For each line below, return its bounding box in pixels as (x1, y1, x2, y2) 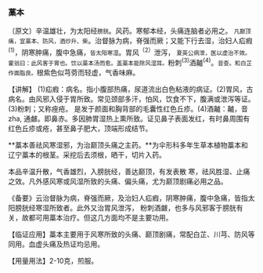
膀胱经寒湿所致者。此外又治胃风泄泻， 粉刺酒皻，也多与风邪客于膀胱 (14, 202, 236, 213)
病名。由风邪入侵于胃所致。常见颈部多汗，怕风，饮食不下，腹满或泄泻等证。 (8, 94, 255, 104)
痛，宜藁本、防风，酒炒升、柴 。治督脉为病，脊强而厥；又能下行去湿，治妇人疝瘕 (8, 36, 253, 45)
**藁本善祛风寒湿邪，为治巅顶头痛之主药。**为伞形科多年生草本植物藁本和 (8, 140, 249, 150)
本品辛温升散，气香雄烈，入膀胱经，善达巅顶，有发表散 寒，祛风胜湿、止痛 (8, 166, 250, 176)
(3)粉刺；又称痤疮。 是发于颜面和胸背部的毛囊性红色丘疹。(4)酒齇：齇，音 (8, 104, 249, 113)
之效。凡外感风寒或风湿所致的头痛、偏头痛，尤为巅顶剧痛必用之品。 (8, 177, 228, 186)
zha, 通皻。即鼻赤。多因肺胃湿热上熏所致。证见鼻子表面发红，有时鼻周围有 (8, 114, 250, 123)
